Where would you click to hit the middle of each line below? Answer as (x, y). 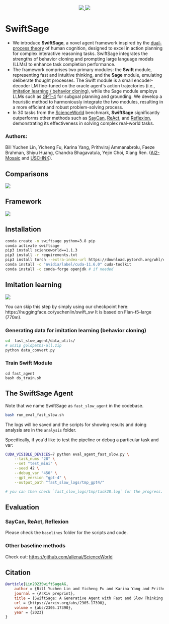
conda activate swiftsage (32, 246)
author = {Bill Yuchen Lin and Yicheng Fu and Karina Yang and (82, 589)
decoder (21, 85)
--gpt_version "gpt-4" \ (40, 478)
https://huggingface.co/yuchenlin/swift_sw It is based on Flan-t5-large (78, 312)
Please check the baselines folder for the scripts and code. (67, 533)
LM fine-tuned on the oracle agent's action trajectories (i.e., (93, 85)
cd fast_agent (20, 374)
